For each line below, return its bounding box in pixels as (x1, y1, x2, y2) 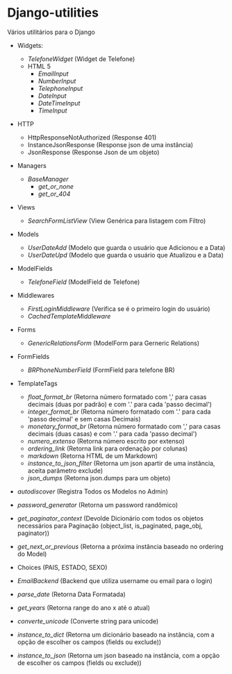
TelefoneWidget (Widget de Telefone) (27, 54, 135, 63)
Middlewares (17, 291, 55, 299)
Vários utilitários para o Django (7, 28, 95, 36)
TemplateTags (17, 379, 58, 387)
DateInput (38, 92, 67, 100)
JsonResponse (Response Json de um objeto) (27, 148, 160, 156)
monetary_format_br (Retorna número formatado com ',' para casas (27, 422, 221, 430)
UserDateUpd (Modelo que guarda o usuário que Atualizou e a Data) (27, 251, 224, 259)
